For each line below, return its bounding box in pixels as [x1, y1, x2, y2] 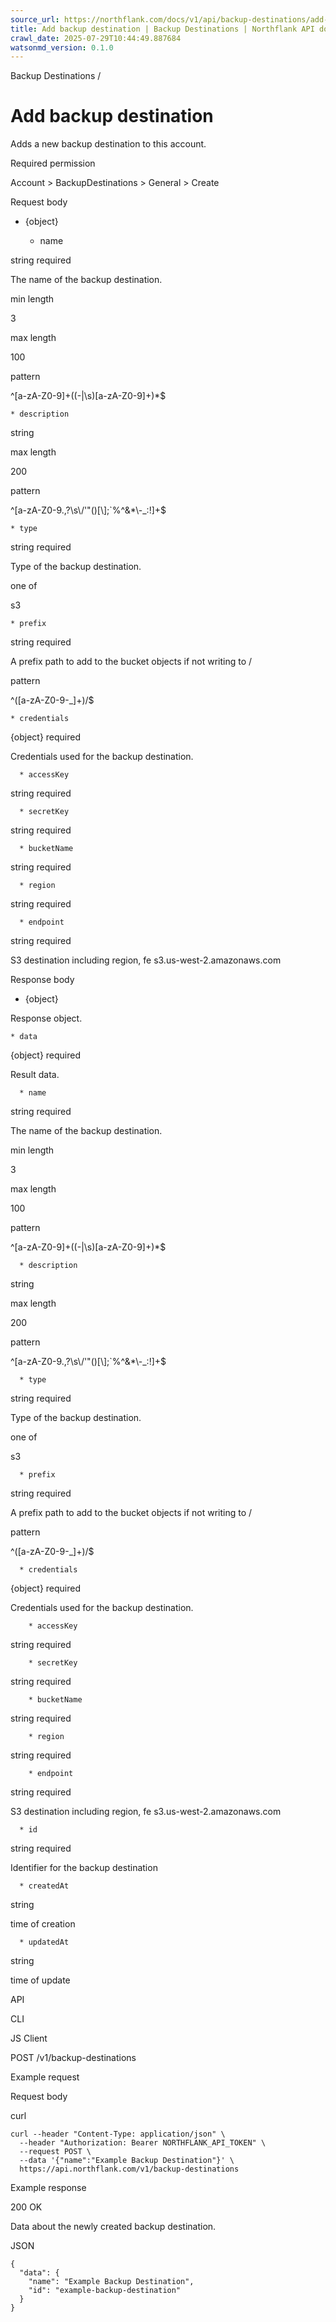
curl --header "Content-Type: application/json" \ [10, 2129, 226, 2140]
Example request [10, 2071, 80, 2083]
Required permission [10, 157, 96, 170]
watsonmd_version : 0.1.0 [10, 42, 114, 53]
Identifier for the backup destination [10, 1862, 158, 1874]
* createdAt [19, 1881, 70, 1891]
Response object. [10, 1012, 83, 1025]
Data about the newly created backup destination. [10, 2221, 217, 2233]
